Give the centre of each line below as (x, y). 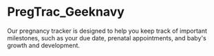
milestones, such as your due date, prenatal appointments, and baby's (107, 38)
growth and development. (44, 45)
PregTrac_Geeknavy (66, 12)
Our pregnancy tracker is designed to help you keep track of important (107, 31)
